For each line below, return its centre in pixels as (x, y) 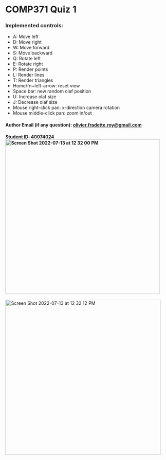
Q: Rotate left (27, 59)
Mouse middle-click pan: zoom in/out (52, 113)
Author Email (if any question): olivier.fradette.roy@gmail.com (74, 125)
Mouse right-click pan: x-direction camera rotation (66, 108)
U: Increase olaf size (34, 97)
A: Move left (25, 36)
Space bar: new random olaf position (52, 91)
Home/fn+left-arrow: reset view (46, 86)
